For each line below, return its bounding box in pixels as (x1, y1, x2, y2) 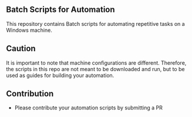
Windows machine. (6, 26, 53, 34)
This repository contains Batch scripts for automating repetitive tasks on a (6, 20, 185, 27)
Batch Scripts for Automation (6, 5, 116, 15)
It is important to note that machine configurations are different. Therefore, (6, 59, 187, 66)
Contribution (6, 89, 54, 99)
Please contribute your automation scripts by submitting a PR (14, 104, 163, 111)
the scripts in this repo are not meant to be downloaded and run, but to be (6, 65, 185, 72)
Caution (6, 44, 36, 54)
